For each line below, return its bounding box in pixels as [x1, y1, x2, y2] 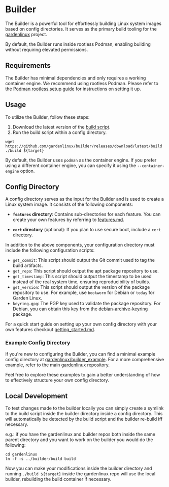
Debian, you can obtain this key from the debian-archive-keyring [12, 306, 148, 312]
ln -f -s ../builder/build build [5, 456, 76, 462]
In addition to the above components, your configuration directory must [5, 242, 155, 248]
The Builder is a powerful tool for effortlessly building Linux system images [5, 20, 161, 26]
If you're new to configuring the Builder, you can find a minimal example [5, 350, 156, 357]
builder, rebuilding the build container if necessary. [5, 476, 112, 482]
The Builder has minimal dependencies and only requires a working [5, 75, 146, 81]
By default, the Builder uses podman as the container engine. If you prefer [5, 157, 157, 163]
